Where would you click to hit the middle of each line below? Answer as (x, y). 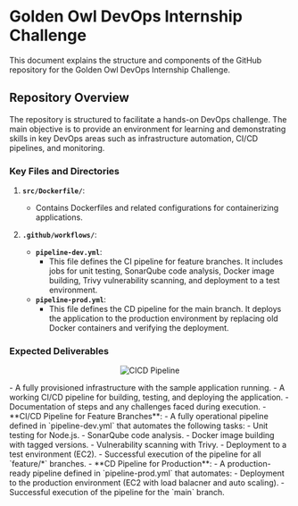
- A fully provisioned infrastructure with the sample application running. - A (147, 388)
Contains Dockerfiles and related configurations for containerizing (157, 208)
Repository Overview (69, 98)
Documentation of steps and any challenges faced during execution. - (138, 407)
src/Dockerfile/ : (54, 190)
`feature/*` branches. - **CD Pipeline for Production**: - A (117, 464)
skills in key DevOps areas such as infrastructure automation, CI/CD (134, 138)
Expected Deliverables (59, 350)
